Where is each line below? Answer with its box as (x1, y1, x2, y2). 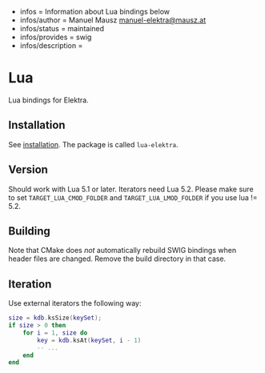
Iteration (8, 277, 52, 291)
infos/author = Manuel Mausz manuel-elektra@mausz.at (19, 15, 207, 25)
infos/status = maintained (19, 24, 105, 33)
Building (8, 224, 50, 238)
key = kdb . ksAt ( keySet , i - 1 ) (37, 336, 142, 344)
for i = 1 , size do (22, 328, 88, 337)
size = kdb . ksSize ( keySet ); (8, 314, 102, 323)
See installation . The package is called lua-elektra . (8, 139, 179, 149)
